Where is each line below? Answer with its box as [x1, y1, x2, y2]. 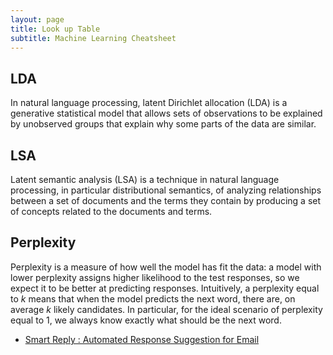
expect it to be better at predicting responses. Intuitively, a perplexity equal [10, 282, 320, 294]
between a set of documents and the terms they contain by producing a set [10, 195, 322, 206]
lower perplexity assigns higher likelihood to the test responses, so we [10, 271, 300, 283]
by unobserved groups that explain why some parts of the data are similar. [10, 118, 317, 130]
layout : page [10, 14, 65, 25]
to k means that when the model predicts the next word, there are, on [10, 292, 296, 305]
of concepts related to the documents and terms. [10, 206, 213, 217]
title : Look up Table [10, 24, 101, 34]
